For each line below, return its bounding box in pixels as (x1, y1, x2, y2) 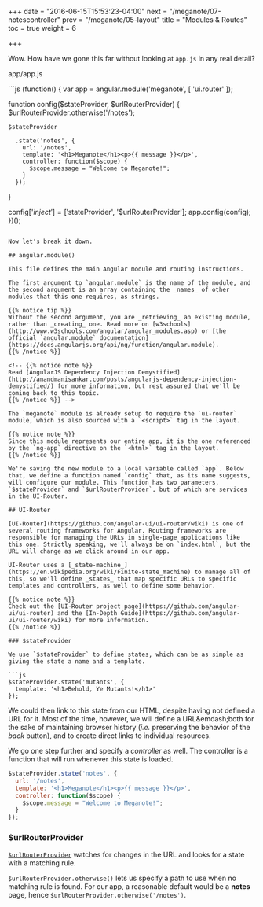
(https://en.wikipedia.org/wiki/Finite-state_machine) (8, 568, 192, 576)
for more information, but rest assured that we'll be (57, 382, 241, 390)
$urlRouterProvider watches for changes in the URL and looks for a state (8, 850, 245, 860)
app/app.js (8, 69, 43, 78)
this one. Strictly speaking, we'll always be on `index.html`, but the (8, 540, 251, 548)
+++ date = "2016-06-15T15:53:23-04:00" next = (8, 7, 168, 16)
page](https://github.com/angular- (124, 603, 241, 610)
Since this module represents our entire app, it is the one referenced (8, 437, 251, 445)
